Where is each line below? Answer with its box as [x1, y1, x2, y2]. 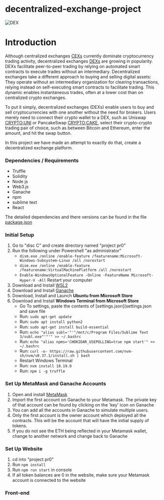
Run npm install [12, 462, 46, 468]
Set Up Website [5, 445, 43, 452]
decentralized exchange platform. [5, 144, 73, 150]
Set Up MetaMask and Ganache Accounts [5, 381, 106, 387]
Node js [12, 179, 28, 185]
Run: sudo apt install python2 [19, 319, 83, 325]
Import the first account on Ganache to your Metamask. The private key [12, 397, 157, 403]
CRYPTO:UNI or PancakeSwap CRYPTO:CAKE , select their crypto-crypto [5, 119, 152, 125]
